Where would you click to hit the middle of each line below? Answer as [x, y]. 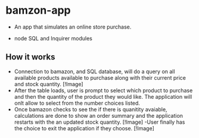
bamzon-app [38, 10]
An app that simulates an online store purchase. [73, 27]
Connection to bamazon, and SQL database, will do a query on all [94, 71]
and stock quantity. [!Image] [49, 84]
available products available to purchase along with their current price [100, 77]
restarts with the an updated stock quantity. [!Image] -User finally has [99, 122]
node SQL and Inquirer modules [53, 38]
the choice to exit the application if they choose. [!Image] [84, 128]
